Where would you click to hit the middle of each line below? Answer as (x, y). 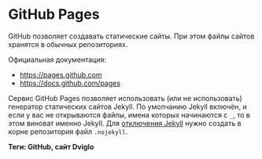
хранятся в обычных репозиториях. (68, 44)
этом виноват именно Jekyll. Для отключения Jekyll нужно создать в (125, 123)
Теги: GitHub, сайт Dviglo (51, 146)
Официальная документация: (57, 60)
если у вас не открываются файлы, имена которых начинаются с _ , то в (129, 114)
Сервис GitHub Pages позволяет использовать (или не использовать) (125, 98)
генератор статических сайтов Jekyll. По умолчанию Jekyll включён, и (128, 107)
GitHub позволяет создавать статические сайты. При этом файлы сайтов (131, 36)
